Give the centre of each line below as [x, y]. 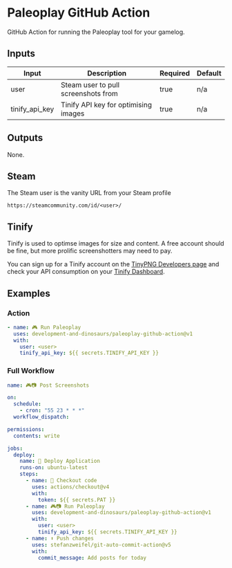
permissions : [26, 429]
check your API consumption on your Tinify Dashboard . [86, 272]
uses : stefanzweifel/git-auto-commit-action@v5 [101, 544]
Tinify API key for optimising [106, 104]
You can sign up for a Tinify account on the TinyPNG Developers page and [113, 264]
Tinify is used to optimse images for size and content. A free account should [116, 244]
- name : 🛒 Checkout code [61, 481]
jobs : [15, 448]
